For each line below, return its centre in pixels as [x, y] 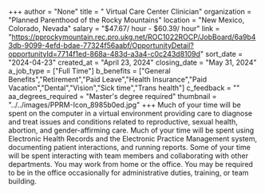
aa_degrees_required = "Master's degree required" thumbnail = [113, 96]
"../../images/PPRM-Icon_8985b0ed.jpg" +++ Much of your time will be [125, 105]
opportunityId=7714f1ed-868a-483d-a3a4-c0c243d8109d [105, 54]
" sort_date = [221, 54]
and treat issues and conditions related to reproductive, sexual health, [123, 122]
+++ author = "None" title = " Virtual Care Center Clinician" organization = [130, 12]
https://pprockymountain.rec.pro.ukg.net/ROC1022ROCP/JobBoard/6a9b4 [134, 37]
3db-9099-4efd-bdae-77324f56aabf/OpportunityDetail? [101, 46]
